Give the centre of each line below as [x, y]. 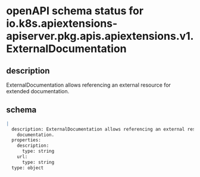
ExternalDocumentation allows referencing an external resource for [89, 85]
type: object [28, 167]
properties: [26, 140]
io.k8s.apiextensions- [62, 23]
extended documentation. [38, 91]
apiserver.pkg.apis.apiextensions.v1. [100, 36]
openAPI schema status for [75, 11]
